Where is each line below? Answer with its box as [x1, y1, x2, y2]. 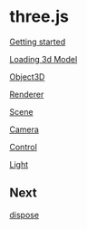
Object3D [9, 71, 45, 82]
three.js [9, 6, 70, 27]
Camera [9, 124, 39, 135]
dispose [9, 209, 39, 220]
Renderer [9, 89, 44, 100]
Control [9, 141, 38, 152]
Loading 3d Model [9, 53, 78, 64]
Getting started [9, 36, 66, 47]
